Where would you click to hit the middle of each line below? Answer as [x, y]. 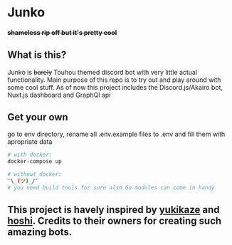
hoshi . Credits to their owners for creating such [115, 221]
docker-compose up [35, 162]
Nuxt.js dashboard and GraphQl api [59, 95]
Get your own [38, 117]
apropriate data [30, 142]
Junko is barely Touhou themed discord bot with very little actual [102, 72]
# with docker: [30, 155]
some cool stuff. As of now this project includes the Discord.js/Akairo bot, [115, 87]
